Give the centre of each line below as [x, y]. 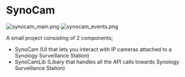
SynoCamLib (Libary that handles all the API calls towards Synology [97, 62]
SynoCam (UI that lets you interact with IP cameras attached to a [93, 49]
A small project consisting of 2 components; [60, 38]
